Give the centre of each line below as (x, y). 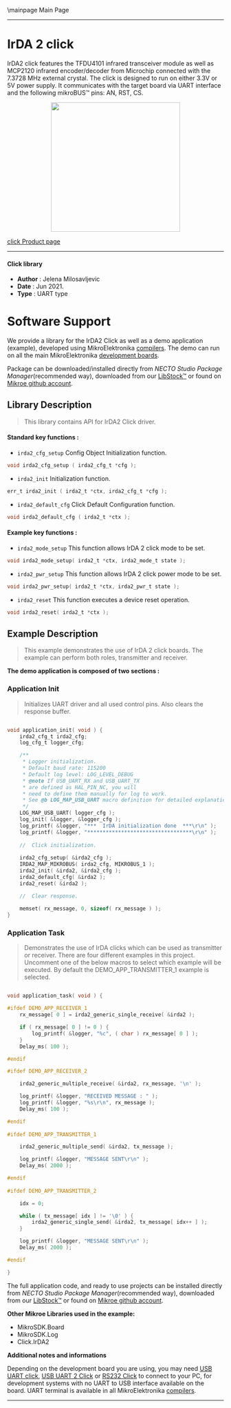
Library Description (49, 405)
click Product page (34, 241)
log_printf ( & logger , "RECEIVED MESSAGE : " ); (89, 1096)
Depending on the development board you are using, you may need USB (110, 1368)
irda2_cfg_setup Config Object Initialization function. (92, 453)
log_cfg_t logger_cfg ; (52, 743)
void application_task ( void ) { (55, 996)
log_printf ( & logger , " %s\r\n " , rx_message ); (87, 1103)
